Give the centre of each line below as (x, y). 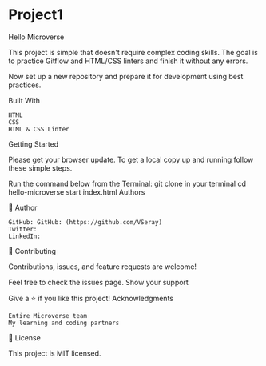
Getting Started (34, 144)
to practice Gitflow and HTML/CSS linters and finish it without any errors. (128, 61)
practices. (25, 85)
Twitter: (23, 229)
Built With (24, 100)
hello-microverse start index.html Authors (77, 192)
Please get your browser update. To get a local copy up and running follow (131, 159)
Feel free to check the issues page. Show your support (99, 282)
